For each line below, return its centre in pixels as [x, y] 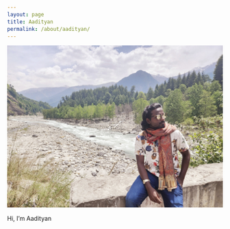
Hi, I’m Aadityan [29, 219]
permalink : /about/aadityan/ [49, 29]
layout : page [26, 14]
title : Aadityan [30, 22]
